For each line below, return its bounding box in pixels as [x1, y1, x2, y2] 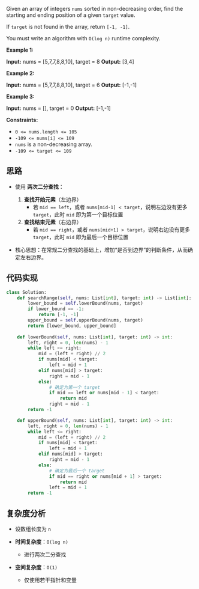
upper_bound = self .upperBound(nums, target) [28, 317, 144, 323]
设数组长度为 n [14, 525, 51, 533]
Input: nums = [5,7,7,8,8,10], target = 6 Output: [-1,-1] [6, 81, 137, 88]
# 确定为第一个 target [49, 384, 101, 390]
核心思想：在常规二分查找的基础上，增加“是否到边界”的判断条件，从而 [14, 246, 188, 253]
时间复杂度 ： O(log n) [14, 538, 69, 545]
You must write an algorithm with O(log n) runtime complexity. [6, 35, 161, 41]
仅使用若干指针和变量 [23, 576, 77, 584]
